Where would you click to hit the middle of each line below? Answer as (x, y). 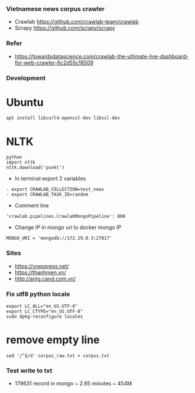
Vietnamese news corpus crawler (56, 9)
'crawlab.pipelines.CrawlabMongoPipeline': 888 (66, 217)
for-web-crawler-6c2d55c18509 (54, 62)
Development (26, 78)
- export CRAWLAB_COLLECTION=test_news (55, 189)
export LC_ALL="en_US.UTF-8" (42, 306)
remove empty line (53, 340)
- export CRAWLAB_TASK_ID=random (47, 195)
